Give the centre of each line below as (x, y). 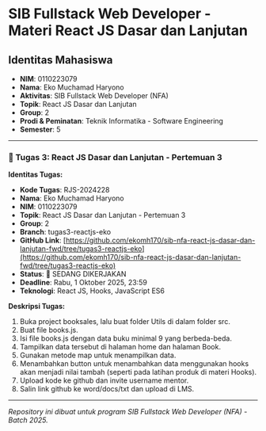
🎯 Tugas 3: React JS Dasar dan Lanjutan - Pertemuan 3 (115, 157)
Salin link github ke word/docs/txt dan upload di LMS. (107, 389)
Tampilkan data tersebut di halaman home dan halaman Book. (120, 347)
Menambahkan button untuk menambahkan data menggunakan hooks (134, 364)
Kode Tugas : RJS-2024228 (65, 190)
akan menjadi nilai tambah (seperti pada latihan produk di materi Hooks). (138, 372)
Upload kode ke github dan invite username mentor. (104, 380)
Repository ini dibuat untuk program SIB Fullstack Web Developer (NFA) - (128, 412)
